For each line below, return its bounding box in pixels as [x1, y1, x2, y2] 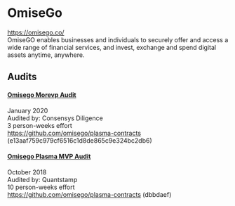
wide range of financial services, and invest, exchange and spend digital [7, 43, 216, 51]
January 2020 [7, 106, 48, 115]
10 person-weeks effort [7, 183, 75, 191]
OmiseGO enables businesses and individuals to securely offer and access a [7, 35, 229, 44]
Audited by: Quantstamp [7, 175, 78, 184]
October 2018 [7, 167, 47, 176]
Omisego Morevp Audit [7, 90, 76, 99]
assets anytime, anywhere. [7, 51, 85, 59]
